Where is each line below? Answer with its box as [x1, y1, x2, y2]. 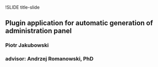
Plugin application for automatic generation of [5, 19, 153, 27]
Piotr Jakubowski [5, 42, 49, 49]
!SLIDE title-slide [5, 5, 40, 10]
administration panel [5, 27, 72, 35]
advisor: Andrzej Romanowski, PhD [5, 55, 94, 62]
